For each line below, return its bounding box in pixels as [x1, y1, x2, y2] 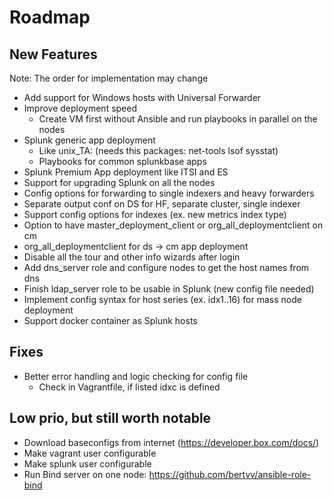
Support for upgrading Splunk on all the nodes [23, 177, 216, 188]
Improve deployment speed [23, 102, 138, 114]
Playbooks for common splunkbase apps [38, 156, 207, 167]
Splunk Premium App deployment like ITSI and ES [23, 166, 229, 178]
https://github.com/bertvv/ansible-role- [148, 468, 312, 480]
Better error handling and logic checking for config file [23, 370, 249, 382]
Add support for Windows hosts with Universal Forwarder [23, 92, 262, 103]
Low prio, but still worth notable [9, 410, 212, 427]
